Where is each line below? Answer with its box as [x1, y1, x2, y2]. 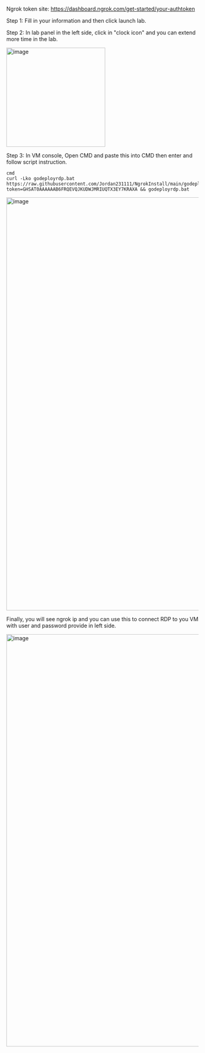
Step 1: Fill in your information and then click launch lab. [6, 17, 146, 24]
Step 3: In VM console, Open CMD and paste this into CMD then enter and [6, 152, 193, 159]
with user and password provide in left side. [6, 622, 117, 629]
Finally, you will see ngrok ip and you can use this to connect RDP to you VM [6, 616, 199, 622]
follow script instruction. [6, 159, 67, 165]
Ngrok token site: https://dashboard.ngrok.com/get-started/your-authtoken [6, 6, 195, 12]
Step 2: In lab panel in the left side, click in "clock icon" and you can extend [6, 29, 196, 36]
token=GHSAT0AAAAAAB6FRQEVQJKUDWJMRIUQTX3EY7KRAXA [6, 186, 138, 192]
